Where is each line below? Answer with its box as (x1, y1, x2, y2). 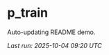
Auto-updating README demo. (7, 28, 96, 36)
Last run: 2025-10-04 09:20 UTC (7, 41, 102, 49)
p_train (7, 5, 49, 21)
